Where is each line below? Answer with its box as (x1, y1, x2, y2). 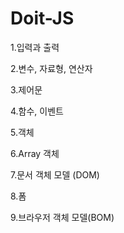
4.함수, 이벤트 (10, 105, 64, 117)
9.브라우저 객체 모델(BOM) (10, 211, 115, 223)
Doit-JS (10, 7, 75, 30)
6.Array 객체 (10, 147, 60, 159)
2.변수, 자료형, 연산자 (10, 62, 93, 74)
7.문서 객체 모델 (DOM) (10, 168, 100, 181)
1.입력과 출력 (10, 41, 60, 53)
